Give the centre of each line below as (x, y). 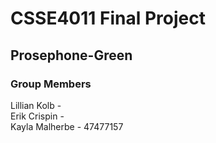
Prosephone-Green (71, 55)
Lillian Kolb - (36, 105)
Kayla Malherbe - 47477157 (67, 126)
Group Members (51, 84)
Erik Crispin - (37, 116)
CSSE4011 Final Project (108, 18)
